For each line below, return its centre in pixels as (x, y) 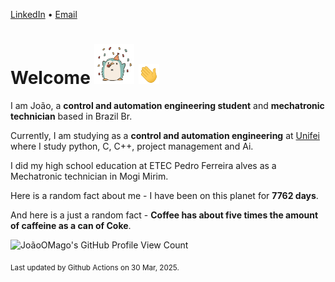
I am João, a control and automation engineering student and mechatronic (167, 105)
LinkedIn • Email (44, 14)
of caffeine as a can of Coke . (71, 225)
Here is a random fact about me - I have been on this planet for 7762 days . (164, 195)
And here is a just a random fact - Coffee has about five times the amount (164, 215)
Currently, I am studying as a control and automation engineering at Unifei (165, 135)
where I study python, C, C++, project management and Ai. (132, 146)
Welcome (50, 78)
